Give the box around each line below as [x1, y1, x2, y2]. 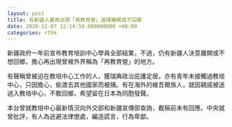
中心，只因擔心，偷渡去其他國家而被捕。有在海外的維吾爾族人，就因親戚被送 [7, 80, 225, 89]
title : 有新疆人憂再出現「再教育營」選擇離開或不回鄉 [7, 16, 142, 23]
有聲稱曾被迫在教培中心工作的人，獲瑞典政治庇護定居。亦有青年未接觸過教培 [7, 72, 225, 80]
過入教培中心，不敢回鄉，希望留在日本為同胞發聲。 [7, 89, 153, 97]
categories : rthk [7, 29, 57, 36]
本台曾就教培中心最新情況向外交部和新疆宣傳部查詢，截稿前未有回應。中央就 [7, 104, 225, 112]
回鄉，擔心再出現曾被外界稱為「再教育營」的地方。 [12, 58, 159, 66]
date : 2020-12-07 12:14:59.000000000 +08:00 [7, 23, 137, 30]
